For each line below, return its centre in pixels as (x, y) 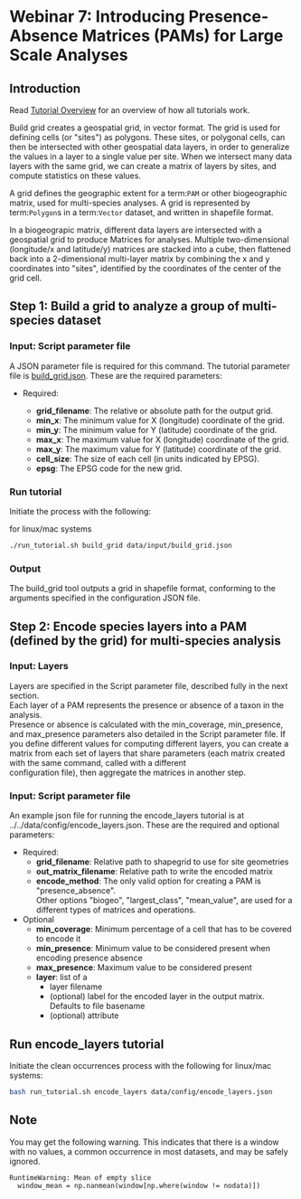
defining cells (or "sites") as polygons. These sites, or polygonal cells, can (147, 137)
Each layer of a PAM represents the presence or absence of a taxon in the (147, 705)
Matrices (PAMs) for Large (183, 36)
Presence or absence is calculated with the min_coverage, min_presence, (146, 724)
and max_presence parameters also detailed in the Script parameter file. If (148, 733)
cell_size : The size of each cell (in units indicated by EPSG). (148, 458)
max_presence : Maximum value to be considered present (144, 968)
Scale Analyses (69, 55)
